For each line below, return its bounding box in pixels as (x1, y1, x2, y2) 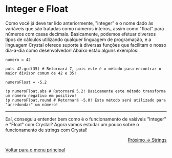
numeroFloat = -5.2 (5, 80, 47, 85)
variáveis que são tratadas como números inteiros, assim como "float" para (5, 25, 164, 31)
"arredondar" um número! (5, 102, 58, 107)
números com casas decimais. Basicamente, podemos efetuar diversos (5, 31, 156, 37)
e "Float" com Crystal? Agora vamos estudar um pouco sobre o (5, 121, 139, 127)
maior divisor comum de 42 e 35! (5, 70, 77, 76)
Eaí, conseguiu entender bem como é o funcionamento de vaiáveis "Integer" (5, 116, 166, 122)
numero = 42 (5, 57, 31, 62)
